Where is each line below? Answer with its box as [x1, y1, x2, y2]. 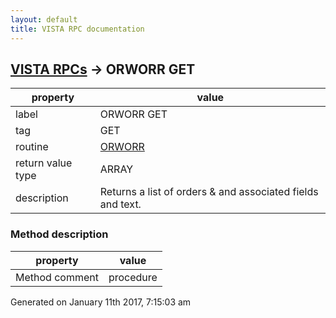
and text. [99, 197, 142, 211]
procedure [108, 270, 158, 284]
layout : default [10, 14, 78, 25]
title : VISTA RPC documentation [10, 24, 145, 34]
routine [15, 140, 49, 154]
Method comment [15, 270, 99, 284]
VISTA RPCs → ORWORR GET [10, 61, 196, 78]
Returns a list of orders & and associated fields [99, 185, 319, 199]
